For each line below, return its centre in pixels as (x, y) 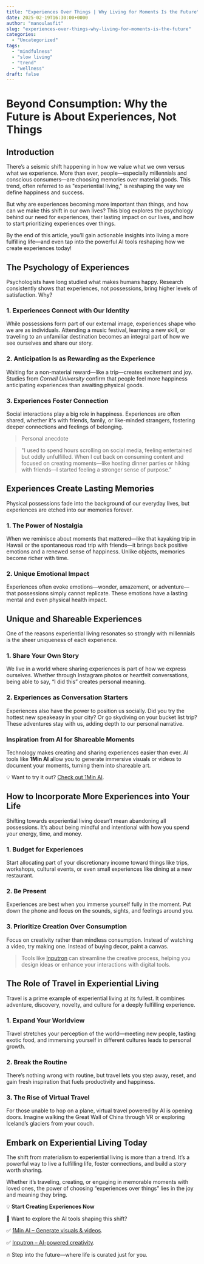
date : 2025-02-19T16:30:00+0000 (47, 18)
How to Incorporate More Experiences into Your (98, 796)
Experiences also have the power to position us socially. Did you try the (96, 711)
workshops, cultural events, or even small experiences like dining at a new (99, 869)
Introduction (30, 152)
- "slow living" (32, 57)
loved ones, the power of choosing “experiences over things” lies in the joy (100, 1188)
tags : (13, 46)
